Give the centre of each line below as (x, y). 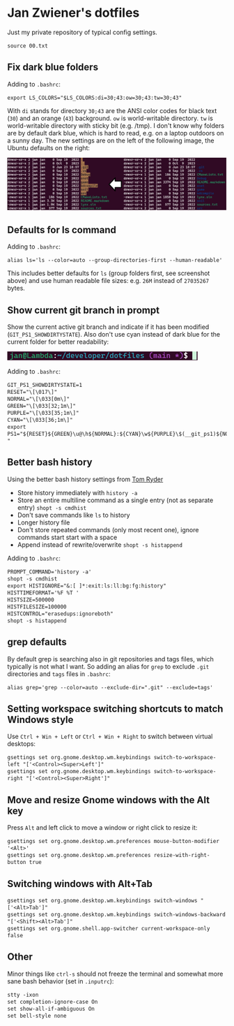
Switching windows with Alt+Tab (80, 884)
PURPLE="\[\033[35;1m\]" (43, 413)
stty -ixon (23, 995)
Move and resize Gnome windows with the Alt (109, 800)
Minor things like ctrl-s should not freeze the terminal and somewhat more (115, 974)
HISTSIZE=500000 (31, 600)
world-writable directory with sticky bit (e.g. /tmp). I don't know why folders (116, 125)
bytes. (16, 288)
